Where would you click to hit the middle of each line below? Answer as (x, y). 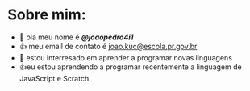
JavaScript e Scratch (54, 78)
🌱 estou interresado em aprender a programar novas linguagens (126, 57)
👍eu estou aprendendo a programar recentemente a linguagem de (131, 67)
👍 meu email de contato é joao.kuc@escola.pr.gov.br (108, 46)
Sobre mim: (47, 15)
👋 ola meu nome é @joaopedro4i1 (76, 37)
